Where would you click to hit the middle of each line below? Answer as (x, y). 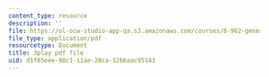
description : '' (35, 23)
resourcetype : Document (48, 46)
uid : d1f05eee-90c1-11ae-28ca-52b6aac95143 (82, 61)
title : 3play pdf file (46, 53)
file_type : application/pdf (55, 38)
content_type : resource (48, 16)
